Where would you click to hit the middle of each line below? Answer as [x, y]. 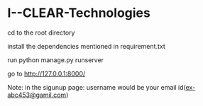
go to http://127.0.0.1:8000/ [46, 73]
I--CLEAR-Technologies [79, 13]
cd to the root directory [41, 33]
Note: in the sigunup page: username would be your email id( [97, 87]
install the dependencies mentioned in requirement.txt [86, 46]
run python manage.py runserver [56, 60]
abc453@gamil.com [37, 95]
